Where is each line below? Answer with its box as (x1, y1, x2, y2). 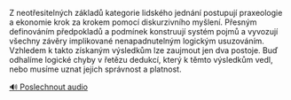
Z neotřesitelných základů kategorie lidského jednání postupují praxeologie (9, 8, 283, 18)
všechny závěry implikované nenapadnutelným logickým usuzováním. (9, 35, 264, 46)
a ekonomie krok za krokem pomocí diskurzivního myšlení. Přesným (9, 17, 257, 27)
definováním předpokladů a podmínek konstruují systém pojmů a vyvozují (9, 27, 279, 36)
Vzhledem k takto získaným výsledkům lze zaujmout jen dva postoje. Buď (9, 45, 279, 56)
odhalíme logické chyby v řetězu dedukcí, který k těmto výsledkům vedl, (9, 55, 273, 65)
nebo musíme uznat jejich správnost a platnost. (9, 64, 182, 74)
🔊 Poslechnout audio (9, 81, 89, 92)
